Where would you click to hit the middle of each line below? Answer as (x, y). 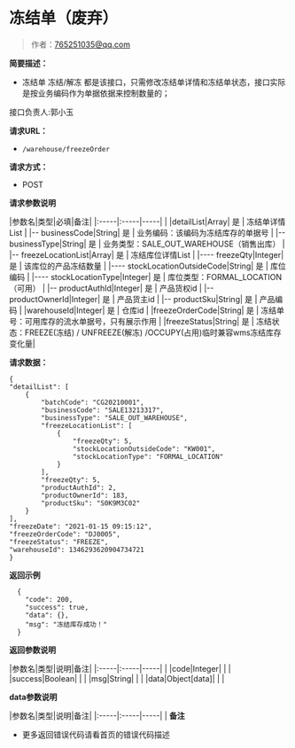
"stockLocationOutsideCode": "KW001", (144, 448)
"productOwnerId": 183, (85, 495)
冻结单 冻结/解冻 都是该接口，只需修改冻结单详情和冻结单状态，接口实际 (154, 82)
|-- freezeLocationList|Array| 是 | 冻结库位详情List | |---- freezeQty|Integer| (147, 254)
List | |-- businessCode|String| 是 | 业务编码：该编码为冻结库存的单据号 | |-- (147, 232)
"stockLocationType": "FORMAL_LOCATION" (148, 456)
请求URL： (29, 130)
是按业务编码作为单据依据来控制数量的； (96, 93)
